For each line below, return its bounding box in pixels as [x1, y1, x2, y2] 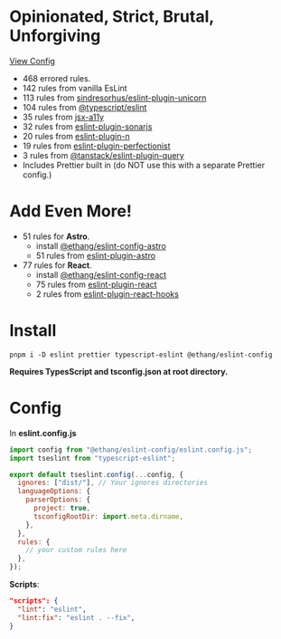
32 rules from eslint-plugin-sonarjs [22, 120, 153, 132]
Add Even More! [9, 201, 133, 222]
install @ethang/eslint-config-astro [35, 240, 167, 251]
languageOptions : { [17, 487, 91, 496]
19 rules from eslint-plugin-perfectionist [22, 140, 171, 151]
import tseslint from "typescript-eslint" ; [9, 453, 176, 463]
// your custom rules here [25, 546, 127, 555]
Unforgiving [9, 25, 101, 46]
